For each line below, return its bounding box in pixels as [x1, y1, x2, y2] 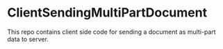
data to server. [7, 35, 49, 43]
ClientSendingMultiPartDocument [7, 5, 207, 21]
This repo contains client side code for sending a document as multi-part [7, 28, 217, 36]
